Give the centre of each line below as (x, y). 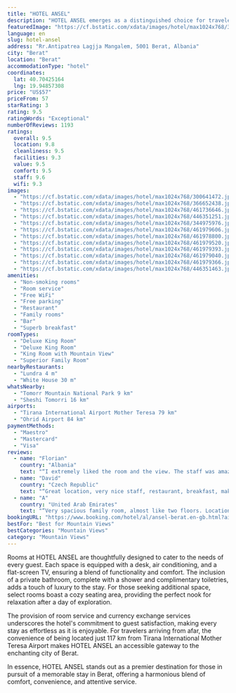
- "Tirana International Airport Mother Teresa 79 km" (96, 413)
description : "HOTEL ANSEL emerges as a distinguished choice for (106, 20)
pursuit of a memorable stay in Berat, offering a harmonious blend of (106, 674)
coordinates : (26, 72)
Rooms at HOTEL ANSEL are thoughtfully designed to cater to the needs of (116, 557)
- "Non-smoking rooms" (47, 282)
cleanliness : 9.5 (39, 151)
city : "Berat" (28, 53)
